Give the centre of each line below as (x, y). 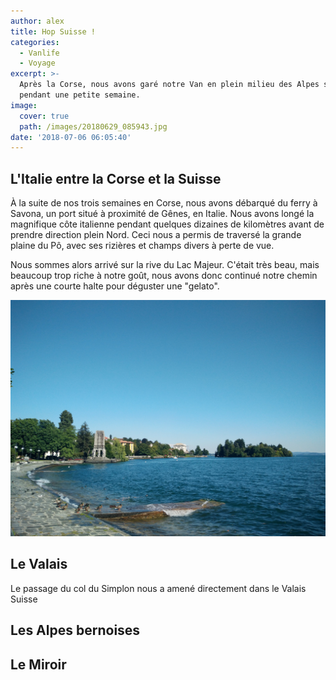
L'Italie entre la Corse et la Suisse (116, 178)
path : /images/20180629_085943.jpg (93, 126)
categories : (35, 42)
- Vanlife (39, 53)
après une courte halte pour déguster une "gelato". (115, 286)
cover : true (44, 116)
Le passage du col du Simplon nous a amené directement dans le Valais (158, 588)
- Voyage (37, 63)
